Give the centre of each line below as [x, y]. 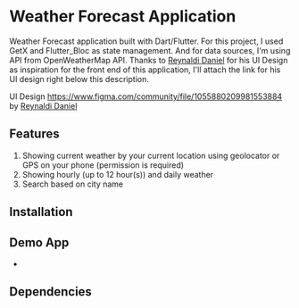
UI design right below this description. [79, 79]
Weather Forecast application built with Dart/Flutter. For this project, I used [146, 41]
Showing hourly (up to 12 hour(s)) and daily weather [118, 174]
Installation [41, 212]
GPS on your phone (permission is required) [103, 165]
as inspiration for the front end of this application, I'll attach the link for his [145, 70]
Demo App [39, 242]
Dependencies [50, 292]
